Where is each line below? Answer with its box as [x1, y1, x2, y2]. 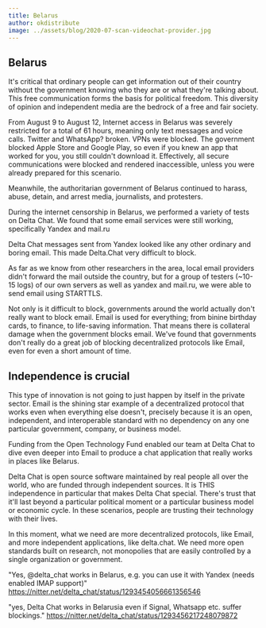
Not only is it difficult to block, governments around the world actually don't [8, 304, 256, 314]
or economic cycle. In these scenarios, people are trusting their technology [8, 506, 254, 514]
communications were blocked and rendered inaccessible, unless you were [8, 160, 255, 169]
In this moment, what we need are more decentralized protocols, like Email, [8, 530, 254, 538]
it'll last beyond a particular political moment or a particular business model [8, 497, 254, 507]
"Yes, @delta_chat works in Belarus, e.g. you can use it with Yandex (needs [8, 570, 255, 580]
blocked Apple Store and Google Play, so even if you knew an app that [8, 143, 238, 152]
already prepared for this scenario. [8, 168, 121, 178]
